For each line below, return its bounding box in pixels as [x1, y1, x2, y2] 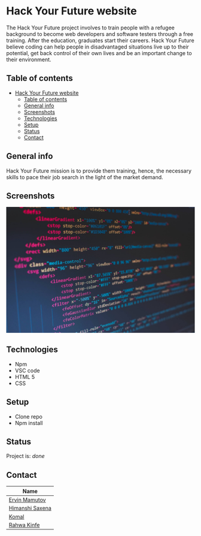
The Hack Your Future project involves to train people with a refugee [6, 24, 175, 31]
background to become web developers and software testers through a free [6, 30, 193, 37]
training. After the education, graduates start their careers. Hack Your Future [6, 37, 194, 44]
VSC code [14, 367, 40, 374]
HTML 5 [14, 373, 35, 380]
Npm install [14, 419, 43, 426]
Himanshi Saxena [8, 505, 52, 512]
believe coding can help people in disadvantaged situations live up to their [6, 43, 190, 50]
